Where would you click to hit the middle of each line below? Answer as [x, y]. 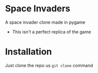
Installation [29, 52]
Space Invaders [38, 9]
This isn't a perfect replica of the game [51, 32]
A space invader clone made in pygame [45, 22]
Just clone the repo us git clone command [49, 65]
